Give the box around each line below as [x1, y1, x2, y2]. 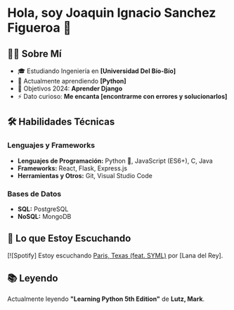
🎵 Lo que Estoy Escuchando [7, 233, 131, 245]
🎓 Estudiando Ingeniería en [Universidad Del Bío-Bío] [17, 67, 176, 75]
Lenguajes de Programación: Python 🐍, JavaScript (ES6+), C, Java [17, 156, 213, 165]
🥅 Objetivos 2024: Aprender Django [17, 84, 123, 93]
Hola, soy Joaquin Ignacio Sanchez [7, 5, 216, 21]
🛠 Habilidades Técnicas [7, 116, 115, 128]
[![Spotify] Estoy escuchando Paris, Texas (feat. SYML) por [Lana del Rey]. [7, 251, 223, 260]
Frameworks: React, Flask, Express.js [17, 163, 128, 173]
